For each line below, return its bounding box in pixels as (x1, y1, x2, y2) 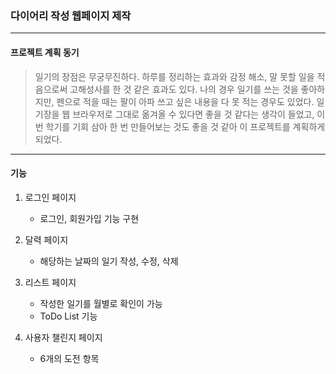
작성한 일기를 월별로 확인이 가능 (39, 297, 163, 309)
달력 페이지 (24, 233, 69, 246)
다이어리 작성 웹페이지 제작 (10, 8, 132, 22)
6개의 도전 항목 (39, 352, 100, 364)
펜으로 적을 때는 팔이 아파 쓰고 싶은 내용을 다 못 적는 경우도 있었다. (56, 95, 315, 107)
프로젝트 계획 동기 (10, 46, 80, 58)
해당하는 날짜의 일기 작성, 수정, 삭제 (39, 255, 179, 267)
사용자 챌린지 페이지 (24, 331, 103, 343)
